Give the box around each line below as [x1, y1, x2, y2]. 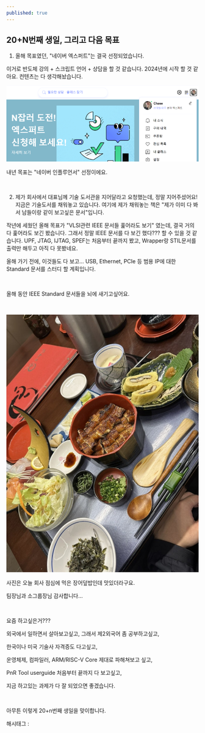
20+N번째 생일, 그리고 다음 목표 [6, 35, 120, 45]
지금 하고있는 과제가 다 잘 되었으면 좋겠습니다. [6, 682, 116, 689]
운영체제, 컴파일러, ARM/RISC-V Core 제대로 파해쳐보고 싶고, [6, 656, 153, 663]
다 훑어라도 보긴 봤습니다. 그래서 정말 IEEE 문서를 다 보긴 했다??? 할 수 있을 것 [6, 229, 191, 236]
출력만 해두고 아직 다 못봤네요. [6, 244, 78, 252]
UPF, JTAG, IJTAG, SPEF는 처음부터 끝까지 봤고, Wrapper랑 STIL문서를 [24, 236, 196, 244]
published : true [6, 10, 48, 16]
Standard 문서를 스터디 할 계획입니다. [6, 265, 96, 273]
